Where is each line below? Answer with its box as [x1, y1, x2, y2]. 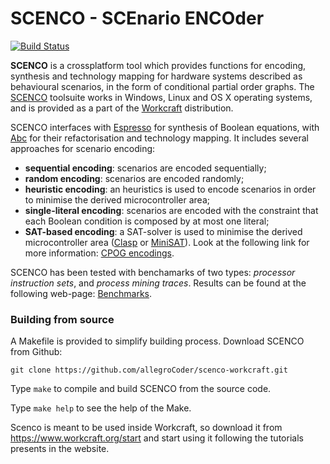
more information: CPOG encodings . [24, 247, 175, 259]
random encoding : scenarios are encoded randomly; [24, 172, 245, 184]
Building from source [10, 312, 115, 326]
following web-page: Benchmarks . [10, 287, 153, 299]
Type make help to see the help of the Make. [10, 402, 192, 414]
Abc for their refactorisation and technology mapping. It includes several [10, 132, 309, 144]
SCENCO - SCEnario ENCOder [10, 7, 265, 30]
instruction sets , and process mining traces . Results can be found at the [10, 277, 307, 289]
